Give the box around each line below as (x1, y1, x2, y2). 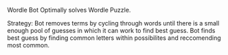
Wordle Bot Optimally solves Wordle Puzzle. (7, 6, 131, 14)
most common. (7, 41, 50, 49)
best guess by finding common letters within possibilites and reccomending (7, 34, 221, 42)
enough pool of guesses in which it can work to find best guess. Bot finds (7, 27, 216, 34)
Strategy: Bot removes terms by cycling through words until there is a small (7, 19, 220, 27)
